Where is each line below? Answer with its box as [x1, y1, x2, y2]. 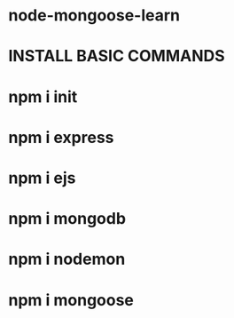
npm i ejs [8, 168, 76, 187]
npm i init [8, 86, 78, 107]
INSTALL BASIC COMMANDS [8, 46, 225, 67]
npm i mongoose [8, 290, 135, 310]
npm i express [8, 127, 114, 147]
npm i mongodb [8, 209, 126, 229]
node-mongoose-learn [8, 5, 181, 26]
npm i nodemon [8, 250, 126, 269]
